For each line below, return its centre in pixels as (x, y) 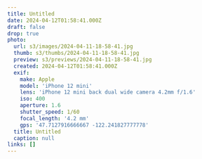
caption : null (34, 138)
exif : (22, 72)
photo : (17, 40)
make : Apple (37, 79)
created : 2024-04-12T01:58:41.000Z (66, 66)
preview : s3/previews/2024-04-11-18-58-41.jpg (83, 60)
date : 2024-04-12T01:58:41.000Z (54, 20)
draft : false (26, 27)
